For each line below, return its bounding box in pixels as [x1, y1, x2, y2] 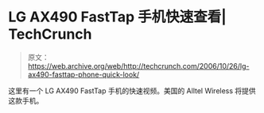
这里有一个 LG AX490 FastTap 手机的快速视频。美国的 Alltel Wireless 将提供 [8, 85, 256, 96]
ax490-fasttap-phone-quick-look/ [27, 70, 140, 79]
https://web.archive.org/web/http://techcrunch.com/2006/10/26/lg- [27, 61, 250, 70]
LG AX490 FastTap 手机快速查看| [8, 8, 227, 26]
